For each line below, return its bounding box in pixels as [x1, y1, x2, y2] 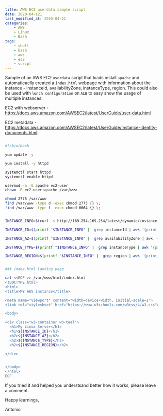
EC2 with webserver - [5, 105, 49, 111]
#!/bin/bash [5, 144, 29, 148]
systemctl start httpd [5, 170, 51, 175]
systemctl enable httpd [5, 174, 53, 179]
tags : [5, 39, 16, 44]
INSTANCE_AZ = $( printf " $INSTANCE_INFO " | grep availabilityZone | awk [5, 236, 153, 241]
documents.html [5, 130, 38, 136]
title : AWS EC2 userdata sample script [5, 7, 86, 12]
